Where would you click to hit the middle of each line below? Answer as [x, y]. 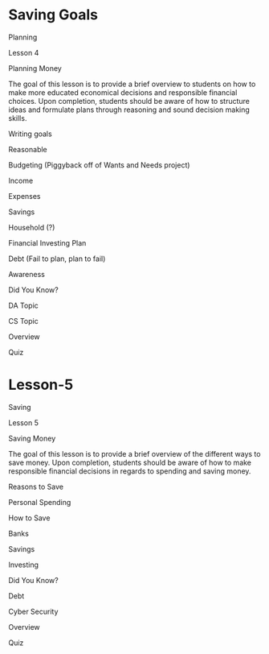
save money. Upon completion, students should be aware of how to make [130, 462]
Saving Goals [53, 15]
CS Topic [23, 321]
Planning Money [35, 68]
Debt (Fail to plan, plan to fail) [57, 259]
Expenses [25, 196]
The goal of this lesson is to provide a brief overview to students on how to [132, 84]
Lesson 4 [24, 52]
